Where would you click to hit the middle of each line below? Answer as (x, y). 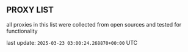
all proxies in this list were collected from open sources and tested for (94, 24)
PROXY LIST (30, 10)
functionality (22, 31)
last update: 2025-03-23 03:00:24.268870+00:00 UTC (72, 42)
